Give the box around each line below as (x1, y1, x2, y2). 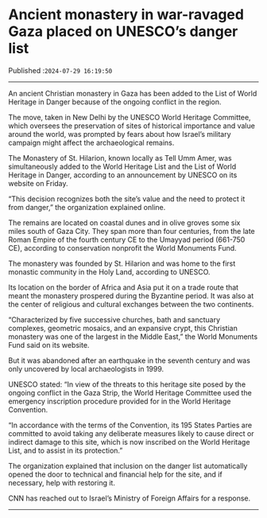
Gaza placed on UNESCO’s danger (8, 22, 238, 41)
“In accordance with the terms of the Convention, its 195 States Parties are (8, 420, 253, 430)
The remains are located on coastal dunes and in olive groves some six (8, 217, 241, 228)
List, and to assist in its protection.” (8, 446, 123, 455)
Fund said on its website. (8, 340, 90, 349)
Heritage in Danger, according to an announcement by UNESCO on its (8, 169, 238, 180)
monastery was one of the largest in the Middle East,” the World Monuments (8, 332, 258, 341)
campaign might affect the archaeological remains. (8, 138, 175, 147)
